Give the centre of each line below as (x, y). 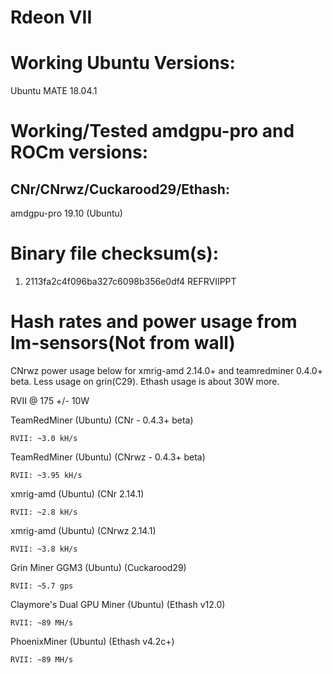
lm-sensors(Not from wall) (123, 343)
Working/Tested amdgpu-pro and (152, 131)
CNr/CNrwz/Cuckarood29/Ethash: (120, 189)
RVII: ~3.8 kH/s (44, 549)
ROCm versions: (79, 152)
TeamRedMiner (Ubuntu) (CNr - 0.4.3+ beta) (102, 420)
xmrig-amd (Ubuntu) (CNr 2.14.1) (77, 494)
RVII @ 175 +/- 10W (50, 400)
